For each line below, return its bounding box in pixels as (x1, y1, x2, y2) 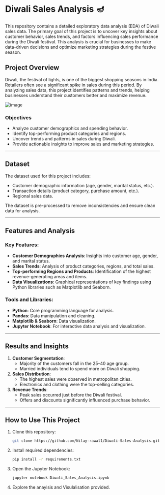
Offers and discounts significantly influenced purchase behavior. (19, 397, 151, 403)
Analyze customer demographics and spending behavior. (12, 126, 128, 132)
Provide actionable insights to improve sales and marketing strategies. (12, 141, 155, 147)
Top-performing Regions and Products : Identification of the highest (12, 268, 151, 274)
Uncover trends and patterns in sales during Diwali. (12, 136, 116, 142)
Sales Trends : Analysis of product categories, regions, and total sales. (12, 263, 155, 269)
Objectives (5, 114, 32, 121)
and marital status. (12, 258, 50, 264)
